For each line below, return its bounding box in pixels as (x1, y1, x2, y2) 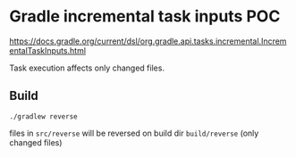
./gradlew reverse (9, 112, 78, 121)
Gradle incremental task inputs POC (9, 6, 281, 27)
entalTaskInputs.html (9, 45, 87, 55)
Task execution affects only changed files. (9, 62, 165, 73)
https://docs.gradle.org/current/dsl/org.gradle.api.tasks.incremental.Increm (9, 36, 287, 46)
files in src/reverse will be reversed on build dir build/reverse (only (9, 128, 259, 138)
